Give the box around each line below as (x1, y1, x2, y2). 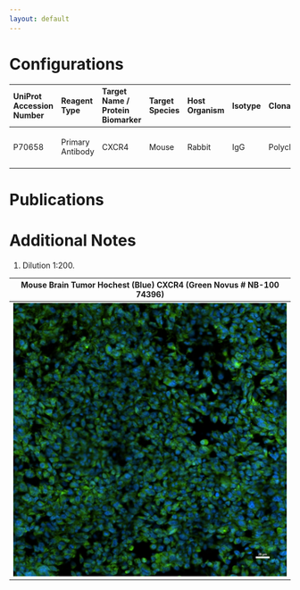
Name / (102, 96, 130, 106)
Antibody (61, 146, 96, 157)
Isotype (231, 100, 262, 111)
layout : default (9, 14, 70, 23)
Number (12, 110, 45, 120)
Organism (187, 105, 225, 116)
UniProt (12, 90, 42, 102)
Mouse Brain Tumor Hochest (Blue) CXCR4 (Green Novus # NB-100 (21, 279, 279, 290)
